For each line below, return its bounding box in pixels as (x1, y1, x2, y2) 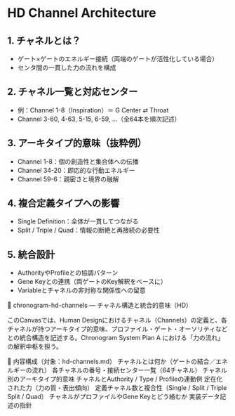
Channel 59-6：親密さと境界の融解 (17, 174, 119, 183)
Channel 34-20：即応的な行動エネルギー (17, 166, 135, 174)
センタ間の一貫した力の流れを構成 (17, 63, 116, 72)
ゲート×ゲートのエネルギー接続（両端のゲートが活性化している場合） (17, 55, 219, 63)
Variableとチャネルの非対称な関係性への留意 (17, 286, 146, 294)
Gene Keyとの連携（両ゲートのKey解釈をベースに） (17, 278, 167, 286)
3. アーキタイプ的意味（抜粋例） (7, 137, 147, 149)
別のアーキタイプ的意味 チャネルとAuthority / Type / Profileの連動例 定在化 (7, 375, 223, 384)
